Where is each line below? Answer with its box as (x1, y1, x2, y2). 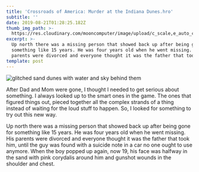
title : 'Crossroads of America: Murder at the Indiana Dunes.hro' (6, 8, 174, 15)
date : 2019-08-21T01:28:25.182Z (6, 20, 86, 25)
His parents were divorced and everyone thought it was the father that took (6, 135, 190, 142)
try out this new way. (6, 111, 57, 118)
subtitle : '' (6, 14, 38, 20)
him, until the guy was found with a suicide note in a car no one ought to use (6, 141, 192, 148)
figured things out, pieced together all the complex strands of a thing (6, 98, 174, 105)
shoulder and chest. (6, 160, 55, 167)
